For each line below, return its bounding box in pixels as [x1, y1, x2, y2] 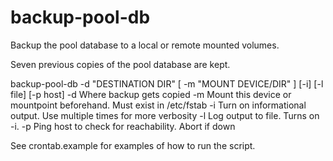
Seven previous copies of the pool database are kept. [10, 58, 231, 70]
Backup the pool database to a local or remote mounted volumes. [10, 39, 280, 51]
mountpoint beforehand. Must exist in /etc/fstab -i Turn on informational [10, 99, 307, 111]
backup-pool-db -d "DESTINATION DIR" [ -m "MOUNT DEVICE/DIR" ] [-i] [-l [10, 77, 324, 90]
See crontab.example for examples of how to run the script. [10, 139, 256, 151]
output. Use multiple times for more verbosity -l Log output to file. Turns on [10, 109, 320, 121]
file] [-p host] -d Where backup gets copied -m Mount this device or [10, 88, 292, 100]
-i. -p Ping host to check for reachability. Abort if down [10, 120, 236, 132]
